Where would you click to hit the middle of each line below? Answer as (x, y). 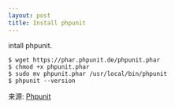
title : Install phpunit (47, 23)
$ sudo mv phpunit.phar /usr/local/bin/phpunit (88, 73)
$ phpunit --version (42, 81)
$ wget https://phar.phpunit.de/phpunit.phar (84, 60)
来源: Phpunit (30, 96)
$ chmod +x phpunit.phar (49, 67)
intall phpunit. (30, 45)
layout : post (30, 15)
